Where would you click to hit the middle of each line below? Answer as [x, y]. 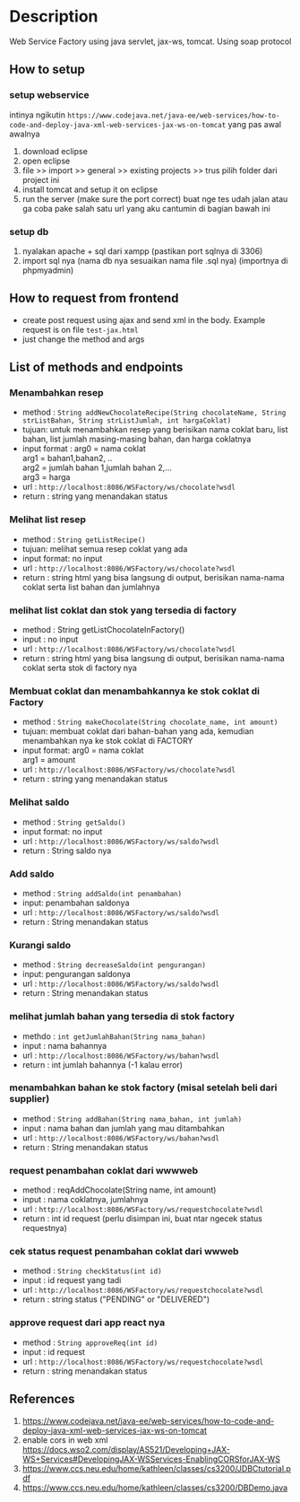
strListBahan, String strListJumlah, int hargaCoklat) [127, 421]
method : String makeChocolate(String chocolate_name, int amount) [150, 722]
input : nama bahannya [64, 1045]
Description [54, 17]
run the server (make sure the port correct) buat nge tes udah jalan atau [155, 198]
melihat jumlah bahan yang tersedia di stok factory [122, 1017]
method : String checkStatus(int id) [92, 1271]
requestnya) [44, 1228]
